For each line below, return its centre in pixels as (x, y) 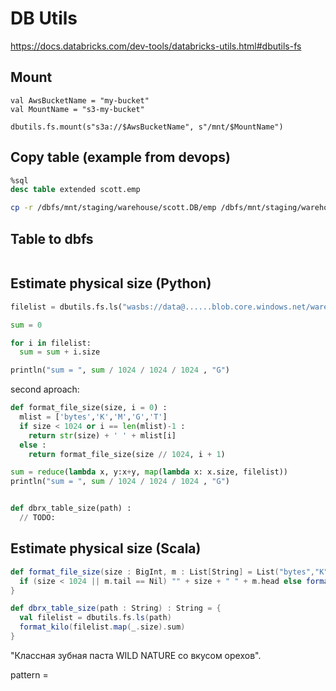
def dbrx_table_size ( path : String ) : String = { (116, 608)
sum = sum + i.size (60, 352)
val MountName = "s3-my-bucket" (77, 109)
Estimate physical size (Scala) (106, 548)
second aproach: (45, 389)
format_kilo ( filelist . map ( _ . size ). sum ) (102, 627)
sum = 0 (26, 325)
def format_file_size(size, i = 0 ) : (89, 408)
